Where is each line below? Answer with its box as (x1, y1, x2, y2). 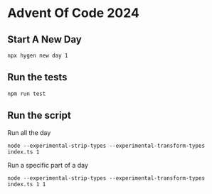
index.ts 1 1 (7, 180, 46, 188)
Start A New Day (7, 33, 82, 45)
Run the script (7, 109, 71, 122)
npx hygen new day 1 (7, 52, 69, 59)
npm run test (7, 90, 46, 97)
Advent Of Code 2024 (7, 5, 140, 21)
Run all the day (7, 128, 51, 136)
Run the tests (7, 71, 68, 83)
